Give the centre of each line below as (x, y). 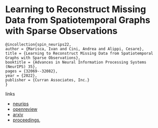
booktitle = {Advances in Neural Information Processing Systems (76, 62)
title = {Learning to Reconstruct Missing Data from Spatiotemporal (79, 53)
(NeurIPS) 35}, (21, 67)
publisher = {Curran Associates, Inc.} (48, 80)
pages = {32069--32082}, (31, 71)
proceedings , (26, 120)
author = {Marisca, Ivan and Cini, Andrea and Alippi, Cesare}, (75, 49)
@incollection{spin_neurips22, (38, 44)
